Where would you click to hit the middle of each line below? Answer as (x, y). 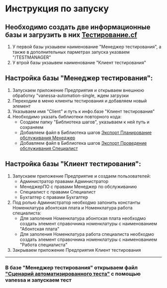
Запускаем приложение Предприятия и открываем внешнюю (78, 90)
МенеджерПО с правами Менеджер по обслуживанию (78, 187)
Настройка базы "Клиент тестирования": (73, 164)
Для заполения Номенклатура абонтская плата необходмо (83, 218)
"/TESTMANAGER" (32, 57)
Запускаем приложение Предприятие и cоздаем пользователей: (82, 176)
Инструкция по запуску (57, 9)
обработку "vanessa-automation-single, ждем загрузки (71, 96)
